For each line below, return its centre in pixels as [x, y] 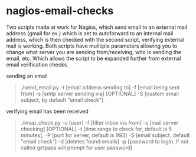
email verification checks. [37, 64]
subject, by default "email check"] [62, 100]
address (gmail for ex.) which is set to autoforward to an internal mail [90, 33]
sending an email [27, 76]
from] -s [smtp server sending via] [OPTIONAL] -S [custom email [99, 93]
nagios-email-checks [60, 11]
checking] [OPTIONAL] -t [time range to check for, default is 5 [96, 129]
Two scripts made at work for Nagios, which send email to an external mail [97, 27]
